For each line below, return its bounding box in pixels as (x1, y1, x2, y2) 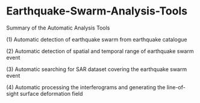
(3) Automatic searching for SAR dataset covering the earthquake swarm (6, 65, 187, 73)
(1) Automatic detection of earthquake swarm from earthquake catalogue (6, 36, 187, 43)
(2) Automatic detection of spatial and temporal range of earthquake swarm (6, 47, 194, 55)
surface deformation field (20, 90, 83, 97)
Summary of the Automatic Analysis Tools (6, 24, 110, 31)
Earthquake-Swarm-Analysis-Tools (6, 4, 188, 18)
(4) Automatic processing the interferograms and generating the (6, 83, 166, 91)
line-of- (166, 83, 186, 91)
